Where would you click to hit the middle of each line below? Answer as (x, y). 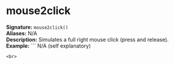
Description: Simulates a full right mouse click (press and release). (88, 39)
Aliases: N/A (22, 33)
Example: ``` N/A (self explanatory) (49, 46)
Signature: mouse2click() (37, 27)
